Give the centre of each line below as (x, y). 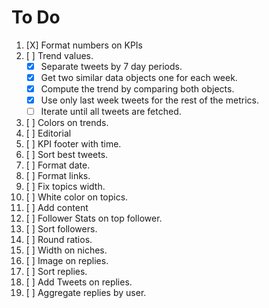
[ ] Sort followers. (61, 229)
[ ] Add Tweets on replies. (79, 282)
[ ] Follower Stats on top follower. (94, 218)
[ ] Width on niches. (66, 250)
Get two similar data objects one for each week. (139, 77)
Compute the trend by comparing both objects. (137, 89)
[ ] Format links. (58, 176)
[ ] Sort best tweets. (67, 155)
